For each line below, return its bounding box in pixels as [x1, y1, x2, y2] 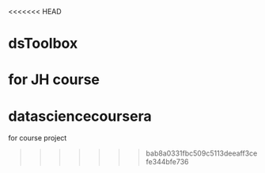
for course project [8, 133, 67, 143]
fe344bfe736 [146, 157, 189, 167]
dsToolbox [8, 35, 78, 52]
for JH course [8, 71, 100, 89]
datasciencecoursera [8, 107, 152, 125]
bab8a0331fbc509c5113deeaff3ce [146, 148, 258, 158]
